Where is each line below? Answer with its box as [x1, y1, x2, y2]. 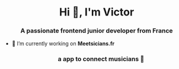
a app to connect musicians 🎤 [57, 55, 145, 63]
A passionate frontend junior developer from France [20, 27, 173, 35]
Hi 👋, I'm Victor [59, 5, 135, 19]
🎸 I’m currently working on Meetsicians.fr [11, 40, 114, 47]
